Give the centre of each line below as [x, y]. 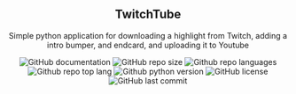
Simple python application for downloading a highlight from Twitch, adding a [148, 35]
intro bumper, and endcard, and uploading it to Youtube [148, 45]
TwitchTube [148, 14]
